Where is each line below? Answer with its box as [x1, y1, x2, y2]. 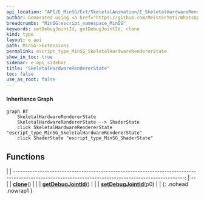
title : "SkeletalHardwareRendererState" [6, 65, 110, 72]
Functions [6, 152, 46, 162]
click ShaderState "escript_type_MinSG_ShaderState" [17, 135, 154, 141]
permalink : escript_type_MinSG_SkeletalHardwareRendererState [6, 48, 167, 55]
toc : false [6, 71, 34, 77]
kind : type [6, 32, 34, 38]
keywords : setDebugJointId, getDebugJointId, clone [6, 25, 140, 32]
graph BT [6, 108, 29, 115]
